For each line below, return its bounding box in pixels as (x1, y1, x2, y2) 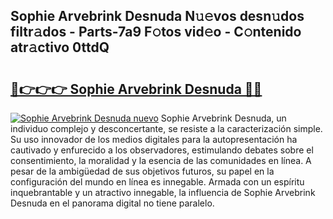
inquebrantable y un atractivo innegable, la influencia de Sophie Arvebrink (10, 187, 316, 198)
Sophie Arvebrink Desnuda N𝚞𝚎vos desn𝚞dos (10, 8, 305, 25)
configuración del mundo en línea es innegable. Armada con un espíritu (10, 176, 305, 188)
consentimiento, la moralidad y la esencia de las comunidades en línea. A (10, 155, 312, 166)
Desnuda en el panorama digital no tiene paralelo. (10, 197, 215, 209)
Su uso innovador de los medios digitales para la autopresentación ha (10, 134, 298, 145)
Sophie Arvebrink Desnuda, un (160, 112, 287, 124)
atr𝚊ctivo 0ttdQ (10, 39, 110, 56)
